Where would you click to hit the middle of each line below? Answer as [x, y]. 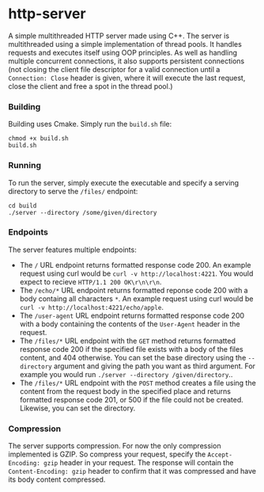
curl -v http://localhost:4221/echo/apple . [92, 307]
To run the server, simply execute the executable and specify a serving [124, 182]
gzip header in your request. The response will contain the [138, 463]
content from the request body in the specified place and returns [125, 391]
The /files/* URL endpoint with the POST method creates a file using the [138, 383]
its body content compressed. [57, 479]
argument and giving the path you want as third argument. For [155, 366]
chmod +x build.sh [38, 139]
